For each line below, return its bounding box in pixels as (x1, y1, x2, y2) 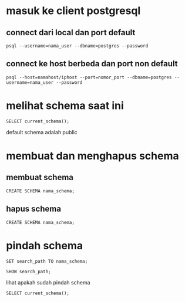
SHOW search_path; (6, 269, 51, 274)
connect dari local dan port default (6, 28, 136, 38)
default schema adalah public (6, 128, 78, 135)
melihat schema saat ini (6, 99, 125, 112)
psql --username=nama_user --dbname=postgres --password (6, 43, 149, 49)
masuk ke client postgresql (6, 4, 141, 18)
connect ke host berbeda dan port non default (6, 59, 178, 69)
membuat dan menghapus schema (6, 149, 179, 162)
